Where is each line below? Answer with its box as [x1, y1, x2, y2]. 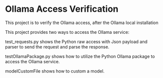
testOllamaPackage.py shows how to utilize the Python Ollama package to [5, 53, 155, 59]
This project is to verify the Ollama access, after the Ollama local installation [5, 20, 159, 26]
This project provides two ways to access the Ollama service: [5, 29, 130, 35]
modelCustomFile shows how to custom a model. [5, 68, 105, 74]
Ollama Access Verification [5, 3, 119, 15]
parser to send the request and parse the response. [5, 44, 109, 50]
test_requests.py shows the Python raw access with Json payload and [5, 38, 148, 45]
